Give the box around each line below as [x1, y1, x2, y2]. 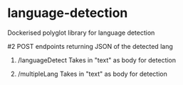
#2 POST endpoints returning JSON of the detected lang [7, 42, 173, 50]
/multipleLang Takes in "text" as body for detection [17, 69, 167, 78]
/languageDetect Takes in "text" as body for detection [17, 55, 177, 64]
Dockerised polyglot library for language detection [7, 28, 155, 37]
